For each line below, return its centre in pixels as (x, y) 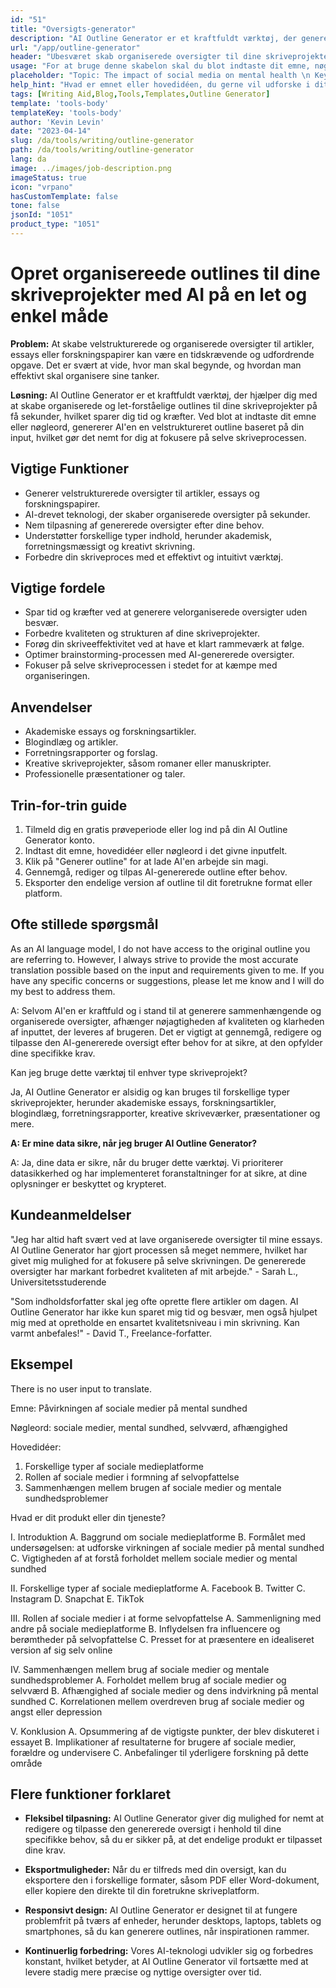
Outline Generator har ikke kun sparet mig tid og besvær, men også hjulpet (164, 1312)
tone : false (35, 206)
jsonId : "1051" (42, 215)
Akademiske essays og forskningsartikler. (110, 732)
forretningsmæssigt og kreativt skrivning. (110, 546)
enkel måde (59, 316)
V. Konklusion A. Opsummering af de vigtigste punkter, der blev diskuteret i (165, 1731)
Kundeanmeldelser (71, 1215)
